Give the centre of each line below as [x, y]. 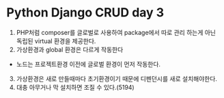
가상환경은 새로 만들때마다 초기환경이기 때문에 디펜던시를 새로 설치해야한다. [117, 78]
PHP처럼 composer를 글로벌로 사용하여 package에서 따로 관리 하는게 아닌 [116, 32]
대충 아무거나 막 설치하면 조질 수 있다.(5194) [75, 87]
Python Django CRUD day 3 [85, 13]
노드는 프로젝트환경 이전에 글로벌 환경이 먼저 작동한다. [88, 64]
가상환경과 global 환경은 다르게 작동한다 [70, 49]
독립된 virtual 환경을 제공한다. [56, 41]
